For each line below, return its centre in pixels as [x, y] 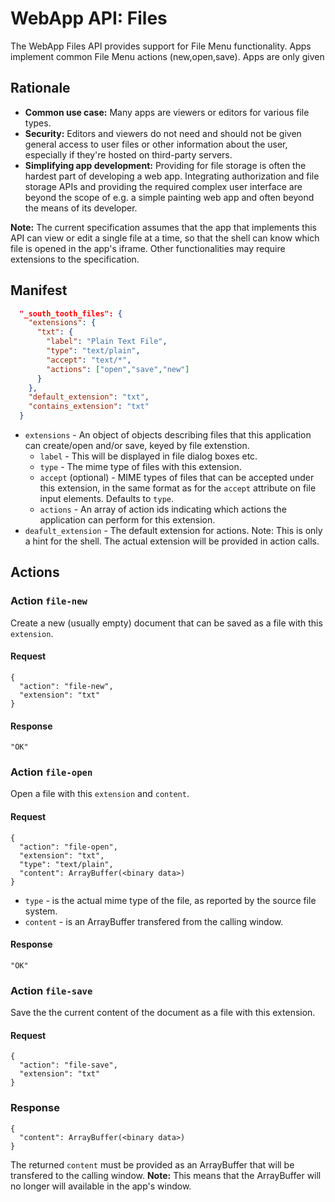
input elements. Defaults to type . [107, 499]
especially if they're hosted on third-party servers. [128, 154]
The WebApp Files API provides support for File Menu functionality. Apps [161, 46]
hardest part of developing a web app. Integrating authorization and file [172, 176]
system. [41, 911]
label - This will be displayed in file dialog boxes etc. [148, 456]
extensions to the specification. [75, 259]
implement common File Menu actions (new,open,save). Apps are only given [167, 56]
